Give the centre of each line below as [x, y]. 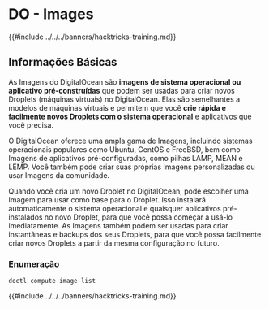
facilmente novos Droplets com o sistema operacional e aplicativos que [130, 116]
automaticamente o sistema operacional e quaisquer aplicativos [115, 208]
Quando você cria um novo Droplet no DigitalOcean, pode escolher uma [128, 191]
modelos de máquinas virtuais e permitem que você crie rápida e [117, 107]
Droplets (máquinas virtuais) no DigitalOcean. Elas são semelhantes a [124, 99]
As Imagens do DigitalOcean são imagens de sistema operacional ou [125, 81]
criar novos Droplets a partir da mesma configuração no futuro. [114, 243]
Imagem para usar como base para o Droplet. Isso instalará [107, 199]
